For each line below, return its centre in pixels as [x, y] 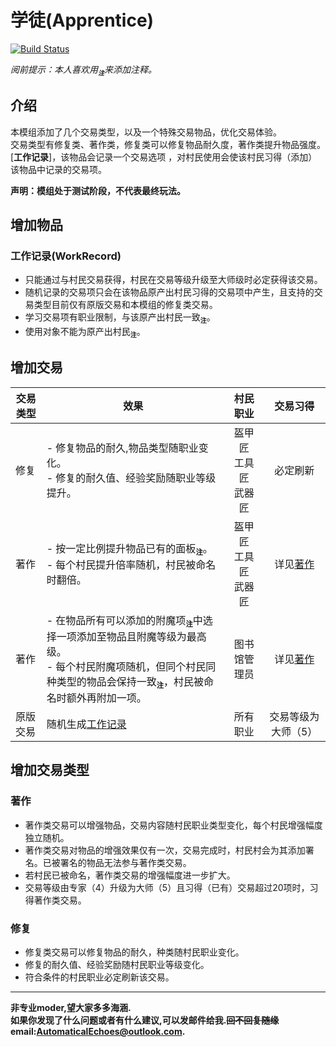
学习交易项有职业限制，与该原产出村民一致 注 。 [120, 318]
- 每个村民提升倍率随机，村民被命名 [131, 564]
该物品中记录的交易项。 [58, 169]
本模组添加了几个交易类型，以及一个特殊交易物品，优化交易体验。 [146, 132]
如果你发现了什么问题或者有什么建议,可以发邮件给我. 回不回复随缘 [145, 1020]
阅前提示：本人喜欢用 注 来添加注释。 [83, 70]
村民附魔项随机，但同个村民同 [146, 666]
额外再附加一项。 [106, 698]
